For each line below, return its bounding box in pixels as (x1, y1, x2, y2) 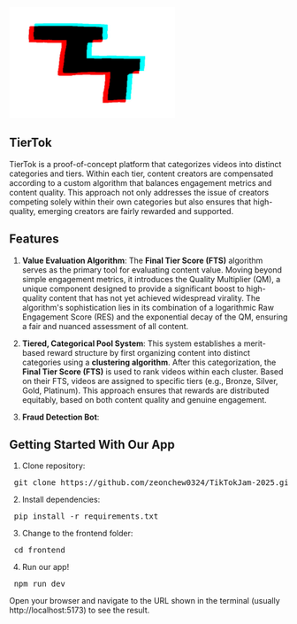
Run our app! (21, 562, 70, 573)
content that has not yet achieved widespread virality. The (48, 292, 261, 303)
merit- (243, 338, 267, 349)
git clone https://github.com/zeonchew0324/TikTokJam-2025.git (13, 478, 294, 488)
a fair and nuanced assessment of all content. (21, 320, 189, 331)
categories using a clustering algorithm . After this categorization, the (21, 357, 277, 367)
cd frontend (13, 545, 66, 555)
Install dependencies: (21, 494, 101, 505)
